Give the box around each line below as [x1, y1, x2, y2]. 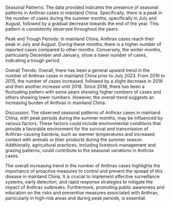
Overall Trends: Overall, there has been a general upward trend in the [5, 67, 150, 73]
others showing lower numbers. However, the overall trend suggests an [5, 94, 155, 100]
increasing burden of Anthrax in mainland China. [5, 100, 107, 106]
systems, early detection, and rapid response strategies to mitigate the [5, 179, 153, 185]
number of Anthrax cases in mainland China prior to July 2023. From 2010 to [5, 73, 165, 78]
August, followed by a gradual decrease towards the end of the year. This [5, 20, 159, 26]
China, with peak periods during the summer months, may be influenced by [5, 115, 163, 121]
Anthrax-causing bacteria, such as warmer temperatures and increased [5, 131, 155, 137]
